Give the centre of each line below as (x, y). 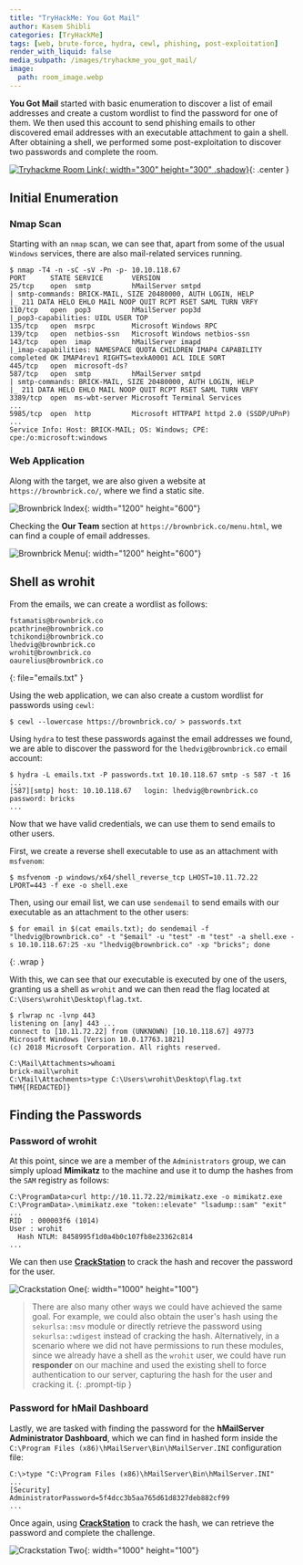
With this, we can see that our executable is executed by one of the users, (148, 979)
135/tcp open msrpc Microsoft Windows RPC (114, 326)
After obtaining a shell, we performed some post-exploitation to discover (146, 141)
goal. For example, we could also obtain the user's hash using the (155, 1317)
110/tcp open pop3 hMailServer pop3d (106, 310)
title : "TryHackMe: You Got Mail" (75, 18)
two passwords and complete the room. (84, 151)
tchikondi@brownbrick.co (56, 636)
